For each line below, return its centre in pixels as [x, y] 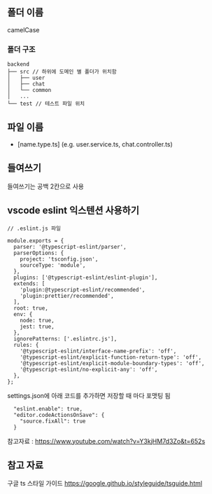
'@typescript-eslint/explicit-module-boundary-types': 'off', [112, 363]
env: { [23, 314]
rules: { [26, 345]
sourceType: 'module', [53, 265]
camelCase [23, 29]
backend [19, 64]
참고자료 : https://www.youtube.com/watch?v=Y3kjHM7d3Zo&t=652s [106, 441]
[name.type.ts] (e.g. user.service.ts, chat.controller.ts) [95, 144]
